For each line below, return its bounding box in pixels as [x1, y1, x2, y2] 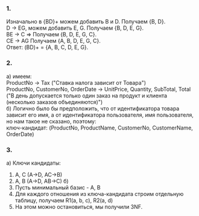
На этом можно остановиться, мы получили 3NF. [14, 203, 143, 210]
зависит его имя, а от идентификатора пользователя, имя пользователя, [6, 111, 194, 119]
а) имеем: [6, 73, 32, 80]
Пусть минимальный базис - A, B [14, 183, 101, 191]
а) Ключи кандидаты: [6, 159, 62, 166]
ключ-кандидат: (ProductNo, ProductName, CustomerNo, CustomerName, [6, 124, 193, 131]
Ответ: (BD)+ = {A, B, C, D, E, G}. [6, 44, 89, 51]
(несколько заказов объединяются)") [6, 98, 103, 105]
